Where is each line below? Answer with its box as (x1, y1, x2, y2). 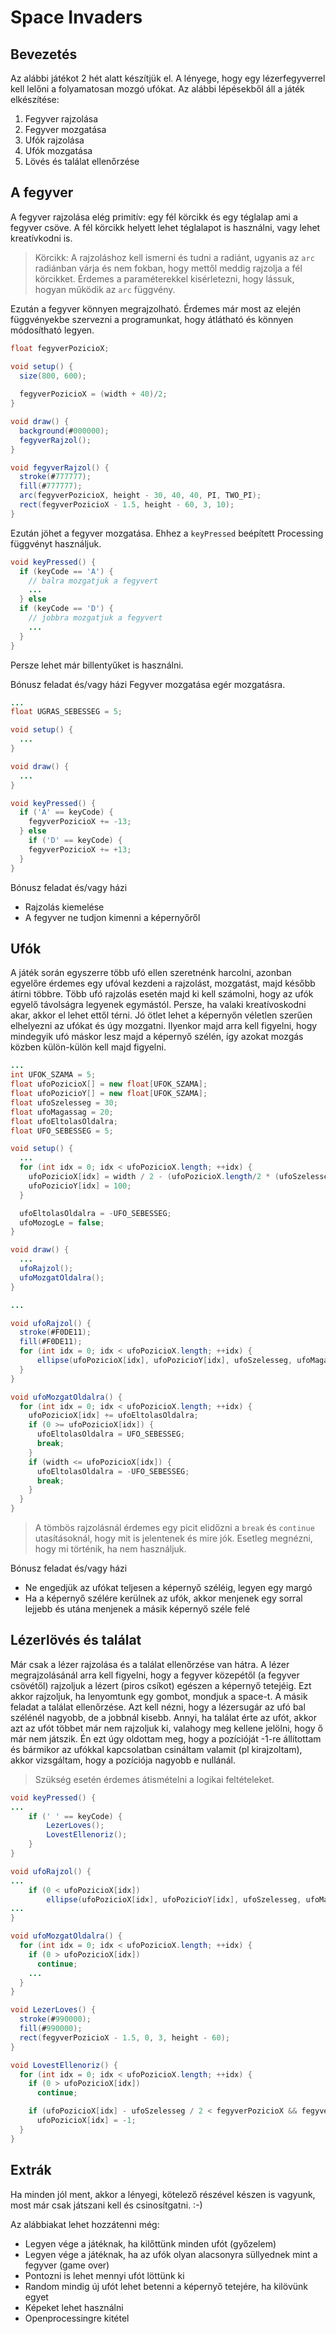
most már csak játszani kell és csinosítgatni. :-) (10, 2199, 203, 2211)
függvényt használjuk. (10, 537, 102, 550)
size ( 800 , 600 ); (19, 371, 87, 381)
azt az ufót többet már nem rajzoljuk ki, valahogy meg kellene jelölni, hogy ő (10, 1722, 323, 1734)
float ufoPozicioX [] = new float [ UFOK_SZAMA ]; (10, 1079, 208, 1090)
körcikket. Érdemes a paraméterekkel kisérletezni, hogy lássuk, (34, 272, 295, 285)
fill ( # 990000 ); (19, 2024, 83, 2034)
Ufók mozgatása (24, 145, 93, 156)
